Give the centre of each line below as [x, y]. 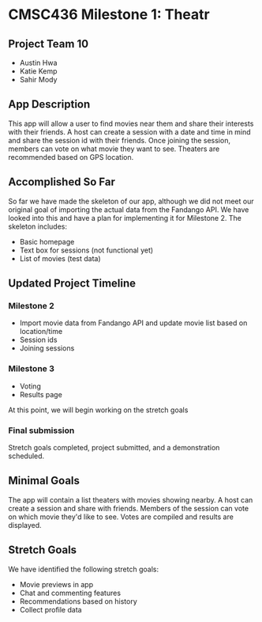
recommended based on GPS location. [71, 157]
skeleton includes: [38, 226]
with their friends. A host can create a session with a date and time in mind [129, 131]
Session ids [38, 340]
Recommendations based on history [79, 601]
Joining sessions [47, 348]
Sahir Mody [38, 80]
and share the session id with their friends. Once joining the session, [120, 140]
